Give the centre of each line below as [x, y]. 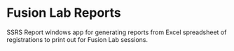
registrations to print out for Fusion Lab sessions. [77, 39]
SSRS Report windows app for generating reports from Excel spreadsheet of [117, 32]
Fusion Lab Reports [64, 13]
